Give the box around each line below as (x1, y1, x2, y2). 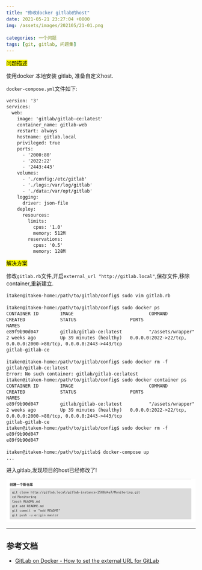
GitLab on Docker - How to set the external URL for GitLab (14, 557, 159, 565)
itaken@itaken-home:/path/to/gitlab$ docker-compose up (6, 449, 149, 455)
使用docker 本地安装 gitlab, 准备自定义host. (6, 72, 114, 79)
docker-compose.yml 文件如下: (6, 85, 78, 92)
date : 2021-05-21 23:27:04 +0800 (6, 16, 90, 22)
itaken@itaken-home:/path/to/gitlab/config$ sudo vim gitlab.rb (6, 293, 171, 299)
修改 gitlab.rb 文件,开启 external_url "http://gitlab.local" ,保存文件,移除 (6, 273, 190, 279)
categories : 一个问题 (6, 35, 57, 42)
